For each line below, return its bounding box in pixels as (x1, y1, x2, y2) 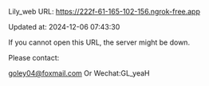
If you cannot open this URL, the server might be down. (8, 37, 190, 47)
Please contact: (8, 53, 60, 62)
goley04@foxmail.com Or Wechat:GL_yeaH (8, 68, 150, 78)
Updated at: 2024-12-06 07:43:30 (8, 22, 120, 31)
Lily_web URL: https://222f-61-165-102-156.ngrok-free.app (8, 7, 201, 16)
